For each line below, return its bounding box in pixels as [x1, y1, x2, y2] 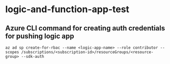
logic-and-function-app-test [5, 4, 130, 15]
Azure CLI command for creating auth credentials [5, 24, 165, 33]
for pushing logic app [5, 31, 74, 40]
